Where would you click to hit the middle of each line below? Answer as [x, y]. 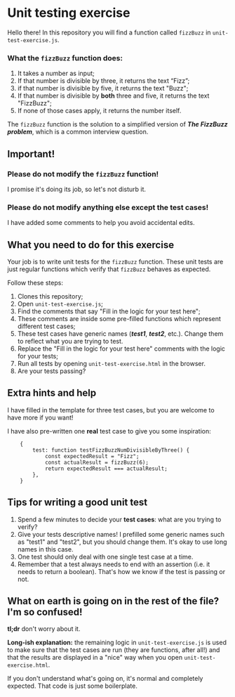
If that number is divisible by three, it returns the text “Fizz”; [103, 81]
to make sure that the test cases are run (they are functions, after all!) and [114, 650]
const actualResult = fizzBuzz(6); [97, 462]
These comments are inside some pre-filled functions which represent [119, 319]
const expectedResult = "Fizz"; [92, 456]
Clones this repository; [50, 297]
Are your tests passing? [52, 371]
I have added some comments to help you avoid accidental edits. [101, 223]
